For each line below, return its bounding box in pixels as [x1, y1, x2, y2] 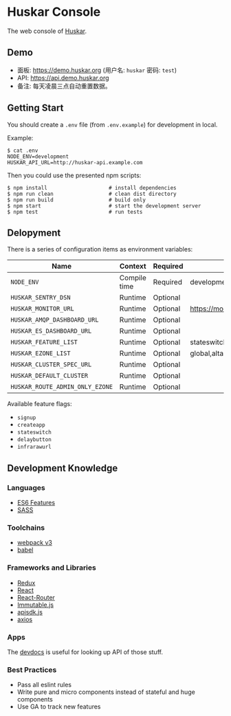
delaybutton [16, 436, 52, 443]
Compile [119, 273, 146, 282]
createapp [16, 422, 46, 429]
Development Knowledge [7, 462, 118, 474]
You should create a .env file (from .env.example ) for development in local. [7, 120, 218, 128]
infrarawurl [16, 444, 52, 451]
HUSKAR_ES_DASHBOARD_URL [10, 327, 92, 335]
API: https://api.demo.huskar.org [16, 74, 109, 82]
